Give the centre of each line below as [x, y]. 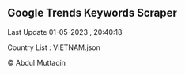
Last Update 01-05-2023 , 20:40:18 [65, 32]
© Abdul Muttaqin [37, 62]
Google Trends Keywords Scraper [92, 13]
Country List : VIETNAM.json [54, 47]
